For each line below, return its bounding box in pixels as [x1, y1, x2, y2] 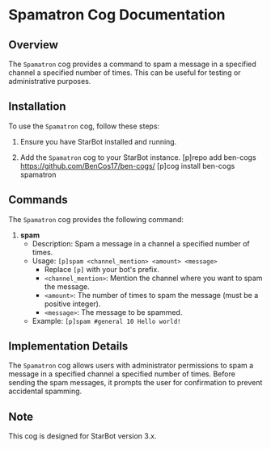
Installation [8, 99, 66, 114]
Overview [8, 38, 59, 52]
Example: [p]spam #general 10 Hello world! [32, 316, 181, 325]
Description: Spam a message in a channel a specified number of [32, 238, 250, 248]
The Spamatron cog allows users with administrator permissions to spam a [8, 361, 254, 371]
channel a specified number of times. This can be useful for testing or [8, 68, 241, 78]
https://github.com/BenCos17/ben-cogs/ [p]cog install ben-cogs [19, 161, 235, 170]
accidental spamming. [8, 386, 83, 397]
